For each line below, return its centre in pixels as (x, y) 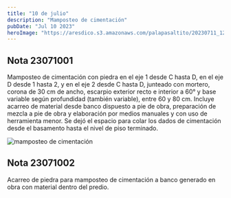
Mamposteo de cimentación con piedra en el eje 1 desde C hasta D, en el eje (115, 77)
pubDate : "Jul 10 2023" (41, 26)
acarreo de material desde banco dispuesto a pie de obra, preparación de (112, 107)
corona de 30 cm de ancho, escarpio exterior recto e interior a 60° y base (112, 92)
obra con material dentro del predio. (58, 187)
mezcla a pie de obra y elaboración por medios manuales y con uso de (107, 113)
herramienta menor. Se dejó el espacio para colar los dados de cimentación (114, 121)
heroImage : (23, 33)
